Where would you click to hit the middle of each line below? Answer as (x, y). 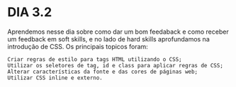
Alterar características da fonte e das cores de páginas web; (103, 72)
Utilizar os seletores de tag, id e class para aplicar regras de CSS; (115, 65)
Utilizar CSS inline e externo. (55, 78)
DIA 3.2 (30, 12)
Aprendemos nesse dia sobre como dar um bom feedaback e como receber (118, 32)
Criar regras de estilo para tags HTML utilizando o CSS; (95, 59)
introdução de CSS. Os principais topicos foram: (78, 46)
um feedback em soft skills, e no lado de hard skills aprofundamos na (109, 39)
